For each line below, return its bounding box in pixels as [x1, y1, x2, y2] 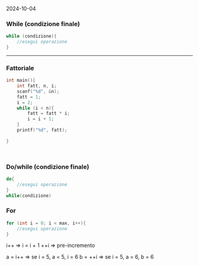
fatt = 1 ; [17, 94, 41, 100]
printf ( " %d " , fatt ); [17, 127, 68, 133]
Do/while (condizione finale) [6, 163, 89, 171]
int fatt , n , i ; [17, 83, 57, 89]
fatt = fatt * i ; [27, 110, 70, 116]
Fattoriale [6, 64, 34, 72]
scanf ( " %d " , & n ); [17, 88, 60, 94]
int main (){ [6, 77, 36, 84]
